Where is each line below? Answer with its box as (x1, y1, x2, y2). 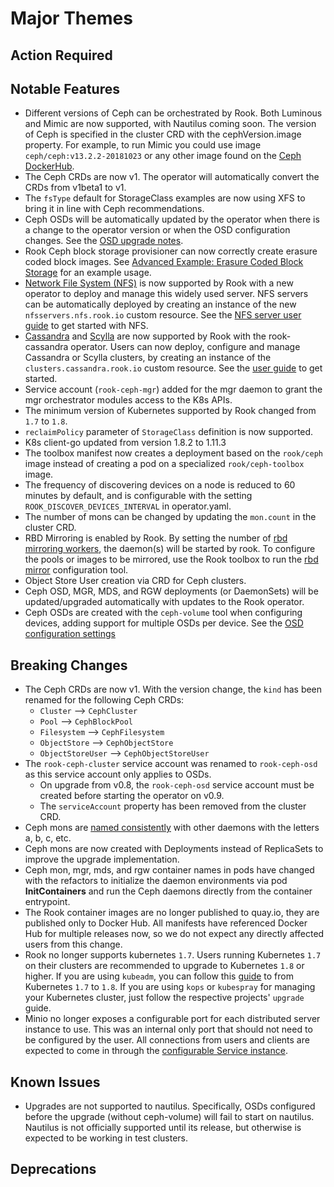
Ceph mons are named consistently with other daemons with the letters (24, 822, 320, 834)
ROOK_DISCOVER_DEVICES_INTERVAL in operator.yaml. (24, 500, 232, 512)
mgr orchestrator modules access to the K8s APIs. (24, 394, 233, 406)
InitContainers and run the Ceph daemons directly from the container (24, 885, 313, 897)
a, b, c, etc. (24, 832, 72, 844)
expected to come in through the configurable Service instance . (24, 1045, 288, 1057)
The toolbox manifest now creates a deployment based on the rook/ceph (24, 447, 323, 459)
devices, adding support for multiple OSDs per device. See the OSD (24, 617, 304, 629)
